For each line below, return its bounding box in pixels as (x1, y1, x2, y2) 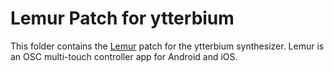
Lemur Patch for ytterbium (10, 7, 235, 30)
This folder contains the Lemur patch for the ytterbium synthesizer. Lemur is (10, 40, 325, 52)
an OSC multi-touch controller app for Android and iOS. (10, 50, 238, 62)
